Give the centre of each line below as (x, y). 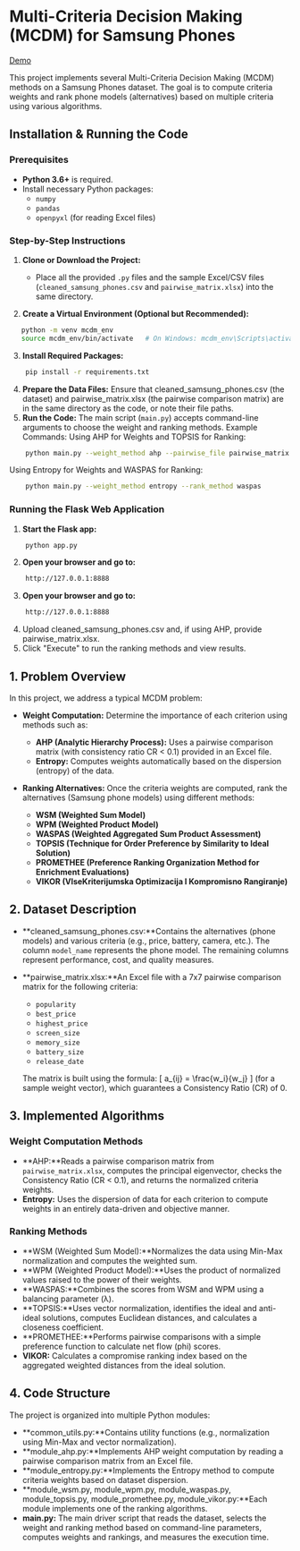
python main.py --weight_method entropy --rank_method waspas (143, 486)
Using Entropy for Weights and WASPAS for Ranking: (106, 470)
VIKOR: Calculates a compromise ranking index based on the (135, 1355)
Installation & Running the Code (99, 135)
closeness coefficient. (63, 1327)
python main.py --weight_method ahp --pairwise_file (125, 453)
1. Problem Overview (68, 676)
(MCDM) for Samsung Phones (122, 35)
